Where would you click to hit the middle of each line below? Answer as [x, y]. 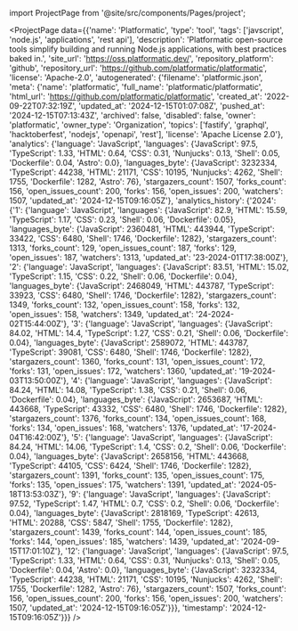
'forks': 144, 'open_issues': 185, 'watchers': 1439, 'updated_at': [124, 541]
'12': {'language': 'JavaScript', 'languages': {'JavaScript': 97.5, [177, 551]
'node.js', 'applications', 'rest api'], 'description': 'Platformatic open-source [146, 40]
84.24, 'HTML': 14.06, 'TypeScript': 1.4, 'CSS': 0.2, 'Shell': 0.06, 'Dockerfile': [148, 447]
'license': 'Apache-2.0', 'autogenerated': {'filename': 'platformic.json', [136, 78]
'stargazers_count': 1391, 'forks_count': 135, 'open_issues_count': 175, [137, 475]
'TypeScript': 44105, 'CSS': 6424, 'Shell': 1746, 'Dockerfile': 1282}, [130, 466]
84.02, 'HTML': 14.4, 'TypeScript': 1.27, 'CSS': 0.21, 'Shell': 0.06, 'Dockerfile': [149, 333]
